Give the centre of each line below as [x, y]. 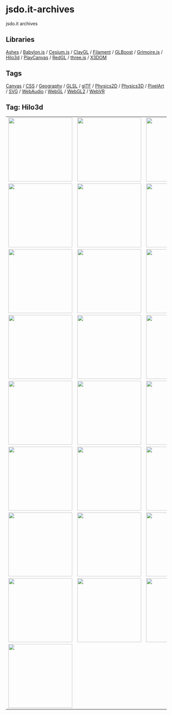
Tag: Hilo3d [24, 107]
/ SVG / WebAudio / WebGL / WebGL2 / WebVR [55, 91]
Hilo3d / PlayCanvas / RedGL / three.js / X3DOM [56, 57]
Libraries [20, 40]
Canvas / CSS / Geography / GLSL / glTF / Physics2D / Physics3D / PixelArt [85, 86]
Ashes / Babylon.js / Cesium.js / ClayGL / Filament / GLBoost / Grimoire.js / [84, 52]
